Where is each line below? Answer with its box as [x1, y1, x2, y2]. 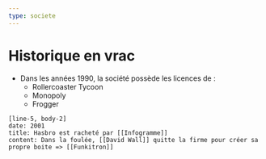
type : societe [8, 11, 57, 20]
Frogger [32, 98, 59, 109]
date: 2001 [8, 122, 45, 130]
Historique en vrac [8, 46, 136, 65]
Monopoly [32, 90, 66, 100]
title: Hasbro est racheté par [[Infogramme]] [8, 128, 168, 137]
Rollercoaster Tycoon [32, 82, 103, 91]
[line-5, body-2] [8, 115, 67, 123]
